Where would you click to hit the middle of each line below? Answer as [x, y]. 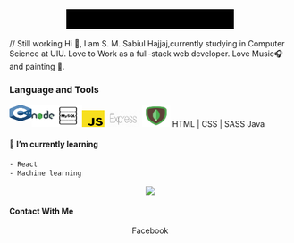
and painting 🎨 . [37, 67]
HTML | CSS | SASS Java [218, 123]
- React [24, 164]
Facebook [150, 230]
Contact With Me [42, 211]
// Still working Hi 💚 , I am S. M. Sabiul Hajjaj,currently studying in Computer [147, 44]
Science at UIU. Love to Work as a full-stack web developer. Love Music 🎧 [146, 54]
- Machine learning [46, 173]
